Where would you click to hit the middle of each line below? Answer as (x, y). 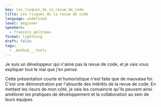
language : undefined (26, 18)
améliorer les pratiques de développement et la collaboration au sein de (77, 94)
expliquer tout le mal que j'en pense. (41, 69)
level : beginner (21, 23)
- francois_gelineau (30, 32)
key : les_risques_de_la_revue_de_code (44, 9)
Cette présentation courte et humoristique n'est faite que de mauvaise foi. (79, 79)
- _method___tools (28, 50)
